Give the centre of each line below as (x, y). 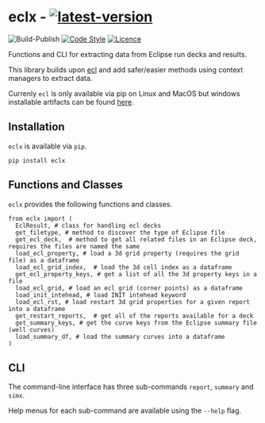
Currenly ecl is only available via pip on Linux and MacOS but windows (124, 93)
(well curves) (32, 329)
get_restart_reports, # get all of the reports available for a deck (134, 316)
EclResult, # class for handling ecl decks (88, 225)
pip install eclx (37, 160)
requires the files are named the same (74, 246)
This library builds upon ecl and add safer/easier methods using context (126, 69)
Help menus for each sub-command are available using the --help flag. (125, 411)
